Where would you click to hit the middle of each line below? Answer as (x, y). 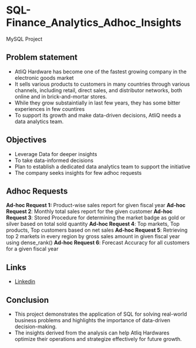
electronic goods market (44, 77)
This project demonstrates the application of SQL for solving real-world (101, 314)
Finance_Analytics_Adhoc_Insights (94, 23)
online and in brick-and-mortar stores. (61, 96)
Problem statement (42, 57)
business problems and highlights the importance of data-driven (92, 320)
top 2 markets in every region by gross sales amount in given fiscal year (93, 236)
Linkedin (25, 282)
